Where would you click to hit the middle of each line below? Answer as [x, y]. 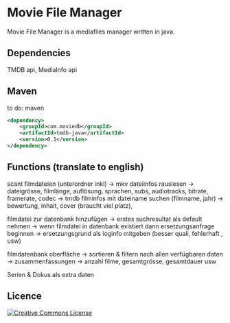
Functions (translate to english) [76, 167]
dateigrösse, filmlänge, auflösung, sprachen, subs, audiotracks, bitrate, [108, 191]
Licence [25, 296]
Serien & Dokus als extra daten [51, 274]
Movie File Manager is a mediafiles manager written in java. [91, 32]
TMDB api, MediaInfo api [42, 69]
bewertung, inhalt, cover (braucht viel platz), [70, 205]
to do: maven [26, 108]
